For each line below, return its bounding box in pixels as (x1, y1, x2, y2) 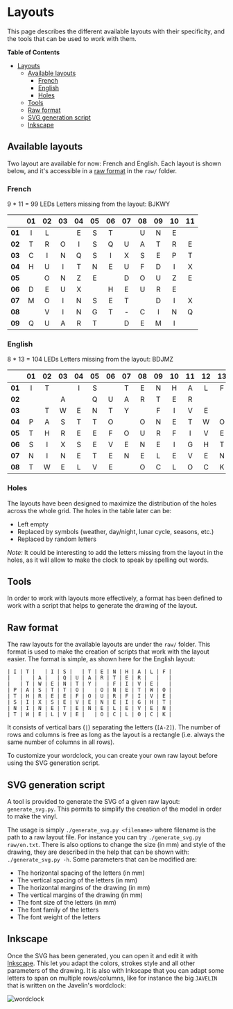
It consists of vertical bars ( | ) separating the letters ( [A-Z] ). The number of (7, 723, 221, 732)
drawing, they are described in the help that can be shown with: (7, 848, 189, 856)
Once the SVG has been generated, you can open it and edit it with (7, 951, 198, 960)
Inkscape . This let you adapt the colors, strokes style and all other (7, 959, 196, 967)
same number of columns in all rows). (7, 738, 115, 746)
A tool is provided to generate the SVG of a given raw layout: (7, 798, 180, 806)
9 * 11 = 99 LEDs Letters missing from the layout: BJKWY (7, 200, 171, 209)
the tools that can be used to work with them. (7, 34, 137, 42)
